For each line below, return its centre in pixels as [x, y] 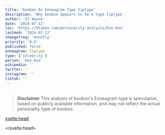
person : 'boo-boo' [24, 60]
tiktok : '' [16, 79]
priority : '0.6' [22, 42]
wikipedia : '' [20, 65]
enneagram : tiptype [25, 51]
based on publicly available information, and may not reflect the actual [88, 103]
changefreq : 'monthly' [28, 38]
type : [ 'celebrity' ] [26, 56]
